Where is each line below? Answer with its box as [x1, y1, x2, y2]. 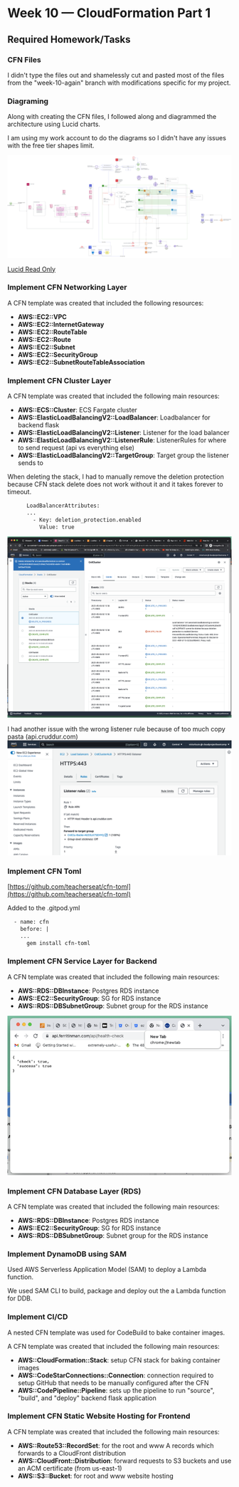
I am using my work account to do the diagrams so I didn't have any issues [7, 134, 226, 142]
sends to [17, 459, 44, 467]
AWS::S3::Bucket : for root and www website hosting [17, 1471, 174, 1480]
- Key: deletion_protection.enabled [33, 516, 142, 524]
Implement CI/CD [7, 1312, 68, 1322]
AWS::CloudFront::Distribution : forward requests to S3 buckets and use [17, 1456, 232, 1465]
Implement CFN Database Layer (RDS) [7, 1186, 142, 1196]
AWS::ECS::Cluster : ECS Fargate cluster [17, 406, 137, 414]
